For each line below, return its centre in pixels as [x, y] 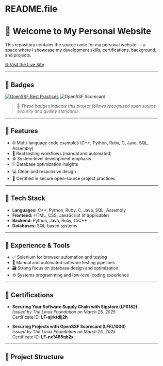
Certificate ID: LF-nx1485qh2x [43, 337]
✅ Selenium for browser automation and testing [59, 257]
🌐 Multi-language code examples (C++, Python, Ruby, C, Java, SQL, [80, 143]
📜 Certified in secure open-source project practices [64, 178]
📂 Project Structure [34, 357]
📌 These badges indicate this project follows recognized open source [86, 106]
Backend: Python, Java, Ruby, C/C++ [49, 220]
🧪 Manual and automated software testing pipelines [63, 263]
